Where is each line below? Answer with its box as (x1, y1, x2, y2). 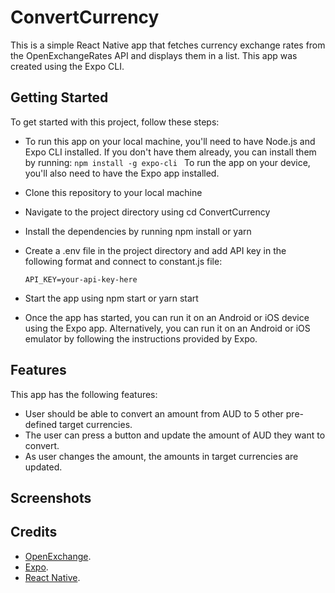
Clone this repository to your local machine (24, 186, 203, 198)
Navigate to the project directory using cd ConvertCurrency (24, 206, 271, 218)
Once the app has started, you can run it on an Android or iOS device (24, 311, 310, 323)
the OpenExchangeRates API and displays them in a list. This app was (10, 49, 298, 61)
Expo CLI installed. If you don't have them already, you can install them (24, 146, 317, 158)
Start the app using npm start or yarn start (24, 292, 199, 304)
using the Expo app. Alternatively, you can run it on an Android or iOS (24, 322, 311, 334)
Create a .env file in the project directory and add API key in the (24, 244, 287, 256)
